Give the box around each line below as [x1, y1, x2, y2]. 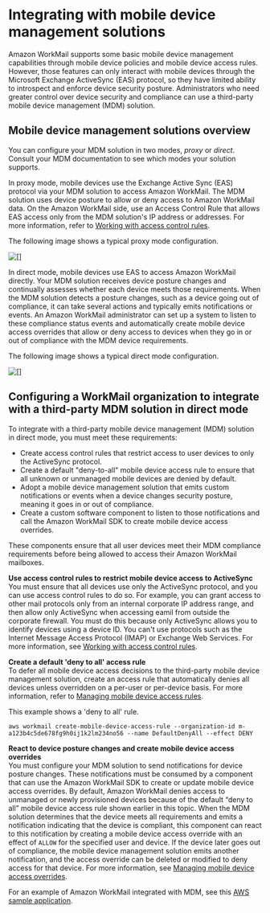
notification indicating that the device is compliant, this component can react [8, 820, 262, 829]
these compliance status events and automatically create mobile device [8, 318, 245, 328]
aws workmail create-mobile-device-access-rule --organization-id [8, 722, 235, 731]
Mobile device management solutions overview [8, 124, 251, 137]
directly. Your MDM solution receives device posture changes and [8, 276, 227, 285]
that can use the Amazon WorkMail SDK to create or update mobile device [8, 777, 255, 787]
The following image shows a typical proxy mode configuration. [8, 235, 219, 246]
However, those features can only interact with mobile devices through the [8, 66, 256, 76]
